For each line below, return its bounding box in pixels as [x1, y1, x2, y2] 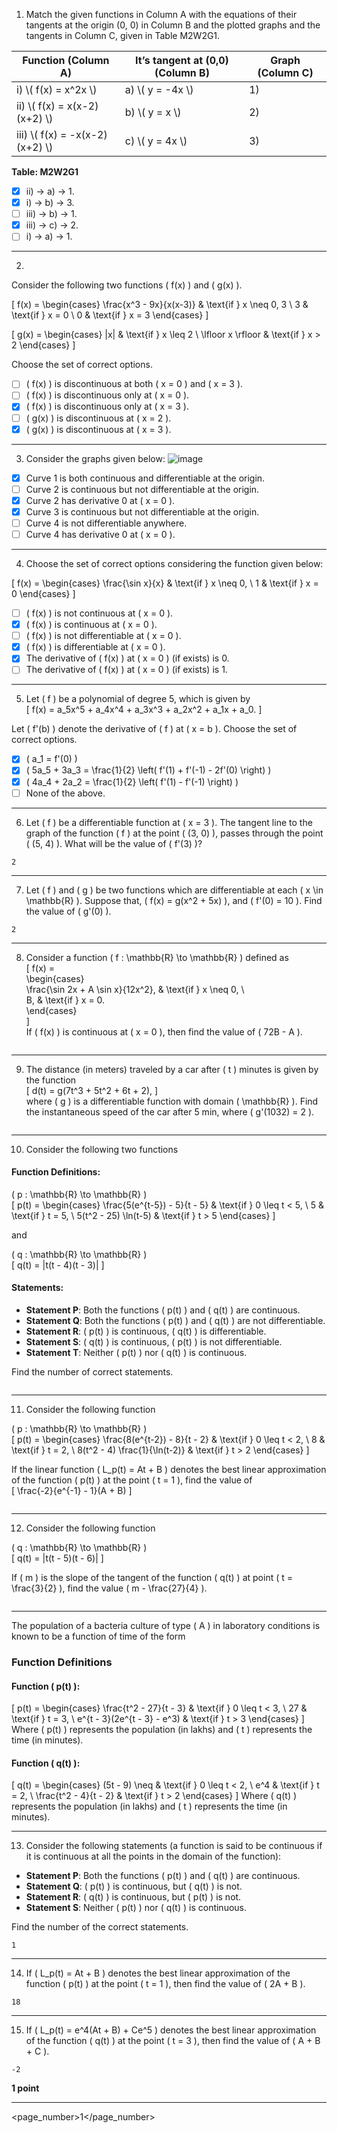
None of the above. [25, 787, 106, 799]
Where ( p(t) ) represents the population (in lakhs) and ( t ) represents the [11, 1724, 313, 1736]
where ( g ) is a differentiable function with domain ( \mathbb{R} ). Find [25, 1095, 319, 1107]
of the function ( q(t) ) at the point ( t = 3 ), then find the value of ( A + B [25, 2035, 321, 2047]
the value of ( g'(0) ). [25, 905, 112, 917]
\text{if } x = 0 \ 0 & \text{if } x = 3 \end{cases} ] [11, 309, 209, 321]
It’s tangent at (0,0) [135, 54, 229, 67]
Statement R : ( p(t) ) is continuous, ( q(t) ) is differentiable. [25, 1325, 267, 1338]
